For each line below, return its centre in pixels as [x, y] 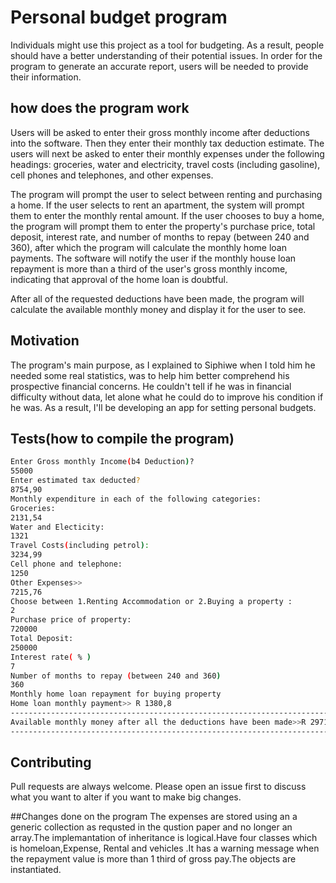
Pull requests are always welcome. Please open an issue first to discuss [158, 787]
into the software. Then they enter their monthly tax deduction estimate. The [167, 143]
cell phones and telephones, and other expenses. [112, 175]
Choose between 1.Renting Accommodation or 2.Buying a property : [151, 601]
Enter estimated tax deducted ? [75, 481]
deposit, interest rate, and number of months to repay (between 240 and [160, 237]
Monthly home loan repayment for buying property [116, 694]
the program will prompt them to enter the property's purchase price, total [163, 226]
